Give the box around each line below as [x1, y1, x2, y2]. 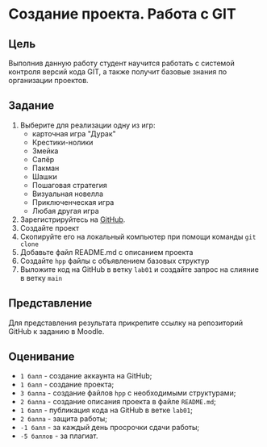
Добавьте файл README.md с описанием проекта [19, 247, 194, 257]
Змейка [31, 146, 59, 156]
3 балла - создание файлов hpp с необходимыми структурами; [19, 388, 236, 398]
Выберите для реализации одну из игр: [19, 120, 156, 130]
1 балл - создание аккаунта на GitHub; [19, 371, 152, 381]
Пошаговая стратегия [31, 180, 107, 190]
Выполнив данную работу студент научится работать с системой [8, 58, 236, 68]
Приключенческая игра [31, 197, 115, 207]
